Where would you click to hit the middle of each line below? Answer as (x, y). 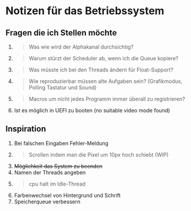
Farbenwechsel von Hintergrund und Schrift (67, 195)
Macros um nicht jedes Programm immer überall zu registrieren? (107, 99)
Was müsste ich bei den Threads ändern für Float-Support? (101, 70)
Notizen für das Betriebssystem (85, 11)
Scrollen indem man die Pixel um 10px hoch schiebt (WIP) (99, 154)
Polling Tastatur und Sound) (62, 87)
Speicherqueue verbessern (47, 202)
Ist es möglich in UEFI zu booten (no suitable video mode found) (92, 110)
